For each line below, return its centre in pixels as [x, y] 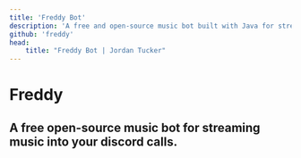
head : [19, 42]
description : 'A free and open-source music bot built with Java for [142, 26]
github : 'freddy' [42, 34]
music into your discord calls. [93, 141]
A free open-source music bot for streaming [135, 127]
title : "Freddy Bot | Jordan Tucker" [96, 51]
